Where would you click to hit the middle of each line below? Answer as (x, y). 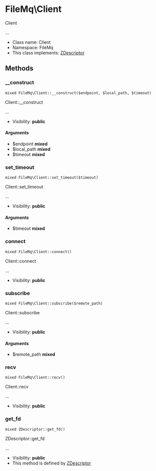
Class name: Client (31, 42)
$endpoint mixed (30, 144)
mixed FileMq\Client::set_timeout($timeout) (52, 178)
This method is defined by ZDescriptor (52, 463)
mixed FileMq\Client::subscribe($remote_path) (54, 303)
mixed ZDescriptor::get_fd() (35, 429)
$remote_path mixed (34, 355)
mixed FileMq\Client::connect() (38, 252)
